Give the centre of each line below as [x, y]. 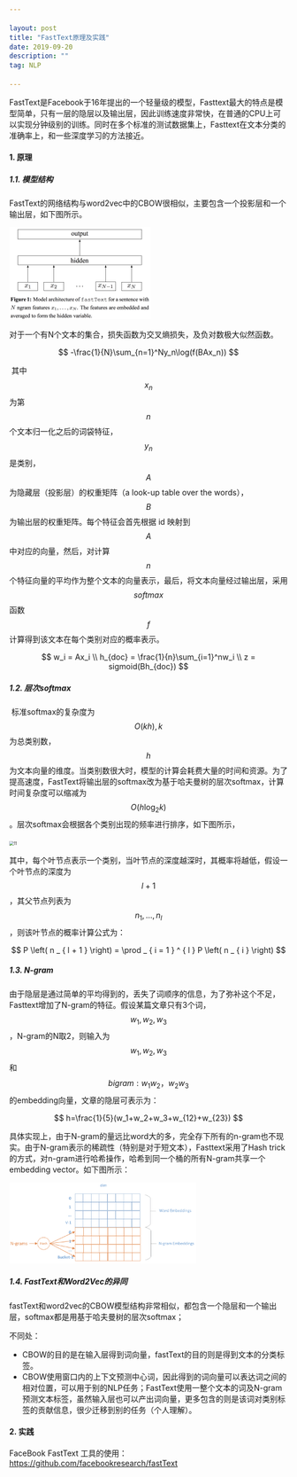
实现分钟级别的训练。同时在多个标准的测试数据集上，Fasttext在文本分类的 [151, 124]
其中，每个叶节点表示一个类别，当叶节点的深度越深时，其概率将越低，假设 [145, 860]
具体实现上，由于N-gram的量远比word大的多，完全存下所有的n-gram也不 [143, 1136]
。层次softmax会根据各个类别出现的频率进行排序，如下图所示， [125, 824]
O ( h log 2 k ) [148, 809]
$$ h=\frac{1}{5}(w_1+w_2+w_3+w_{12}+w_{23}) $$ [148, 1118]
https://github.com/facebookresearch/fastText [94, 1463]
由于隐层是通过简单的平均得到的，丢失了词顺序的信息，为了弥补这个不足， [145, 994]
